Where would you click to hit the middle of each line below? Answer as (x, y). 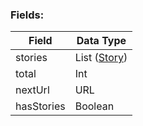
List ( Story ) (101, 58)
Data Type (101, 41)
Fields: (27, 15)
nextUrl (32, 90)
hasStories (40, 106)
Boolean (94, 106)
